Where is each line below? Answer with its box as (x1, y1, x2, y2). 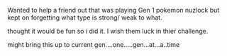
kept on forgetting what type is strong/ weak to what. (7, 13, 162, 22)
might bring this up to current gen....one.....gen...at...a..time (7, 41, 180, 48)
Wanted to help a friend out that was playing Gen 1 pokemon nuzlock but (7, 6, 220, 14)
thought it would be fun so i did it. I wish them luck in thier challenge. (7, 27, 209, 35)
